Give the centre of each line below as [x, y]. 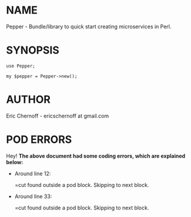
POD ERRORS [39, 139]
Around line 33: [33, 196]
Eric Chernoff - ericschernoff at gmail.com [58, 116]
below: [15, 162]
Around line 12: [33, 173]
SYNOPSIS [33, 50]
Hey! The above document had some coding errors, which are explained [96, 156]
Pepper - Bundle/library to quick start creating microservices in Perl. [89, 26]
